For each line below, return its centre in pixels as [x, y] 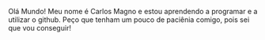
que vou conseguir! [40, 28]
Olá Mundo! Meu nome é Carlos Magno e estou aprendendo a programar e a [133, 11]
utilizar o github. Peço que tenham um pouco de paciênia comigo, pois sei [129, 20]
